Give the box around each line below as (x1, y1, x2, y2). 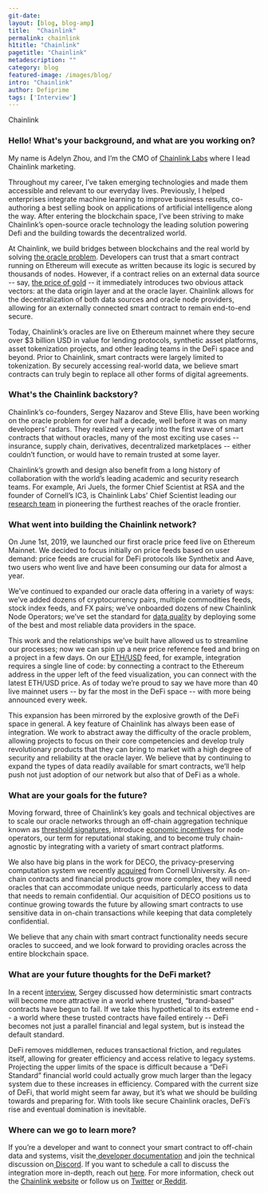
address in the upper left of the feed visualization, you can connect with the (8, 670, 257, 679)
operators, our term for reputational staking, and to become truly (8, 833, 221, 843)
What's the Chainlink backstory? (8, 389, 138, 400)
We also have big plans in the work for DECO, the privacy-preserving (8, 857, 235, 867)
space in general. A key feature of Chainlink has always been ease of (8, 719, 235, 729)
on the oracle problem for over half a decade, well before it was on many (8, 416, 247, 425)
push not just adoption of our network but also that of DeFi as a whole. (8, 770, 241, 780)
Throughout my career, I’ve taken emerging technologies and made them (8, 177, 249, 187)
